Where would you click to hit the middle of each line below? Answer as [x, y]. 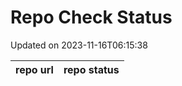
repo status [91, 69]
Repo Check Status [91, 17]
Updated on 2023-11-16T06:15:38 [79, 45]
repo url [34, 69]
